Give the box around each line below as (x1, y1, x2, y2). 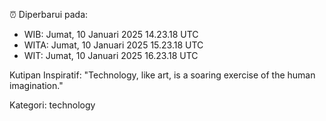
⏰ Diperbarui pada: (9, 9, 89, 20)
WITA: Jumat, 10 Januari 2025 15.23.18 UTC (23, 39, 204, 51)
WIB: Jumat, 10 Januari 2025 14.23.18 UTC (23, 29, 199, 40)
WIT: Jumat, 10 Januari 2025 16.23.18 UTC (23, 50, 199, 61)
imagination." (9, 80, 64, 91)
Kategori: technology (9, 99, 96, 111)
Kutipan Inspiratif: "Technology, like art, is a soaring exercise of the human (9, 69, 316, 81)
